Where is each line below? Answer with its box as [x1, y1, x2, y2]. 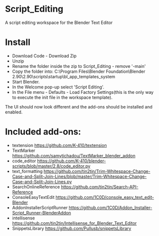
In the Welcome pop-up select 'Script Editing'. [12, 84, 105, 90]
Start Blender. [12, 79, 40, 85]
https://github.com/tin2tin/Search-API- [60, 184, 139, 190]
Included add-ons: [5, 126, 81, 137]
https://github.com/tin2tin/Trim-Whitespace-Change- [43, 168, 151, 174]
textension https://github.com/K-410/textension [12, 142, 107, 148]
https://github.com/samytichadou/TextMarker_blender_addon [12, 152, 136, 158]
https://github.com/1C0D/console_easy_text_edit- [55, 194, 154, 200]
